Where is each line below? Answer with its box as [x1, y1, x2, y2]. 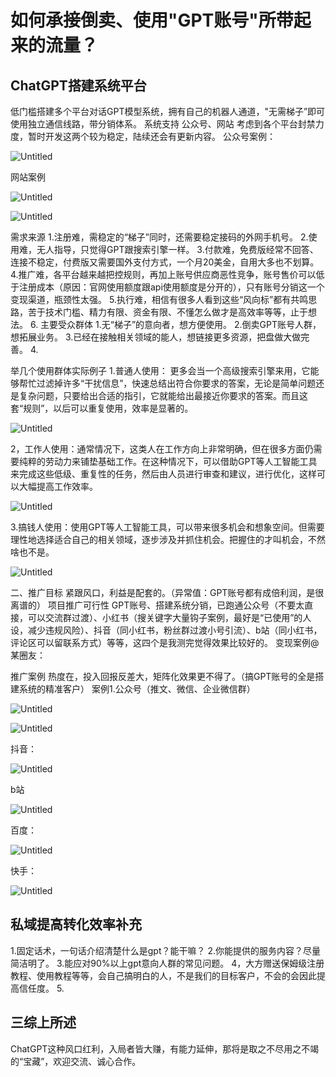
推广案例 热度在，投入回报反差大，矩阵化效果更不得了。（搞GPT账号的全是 [10, 671, 316, 682]
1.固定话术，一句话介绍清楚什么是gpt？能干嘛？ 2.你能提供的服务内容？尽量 [10, 944, 321, 956]
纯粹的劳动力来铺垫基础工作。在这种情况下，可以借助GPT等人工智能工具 [18, 456, 318, 467]
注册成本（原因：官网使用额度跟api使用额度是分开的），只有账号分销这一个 [18, 281, 325, 293]
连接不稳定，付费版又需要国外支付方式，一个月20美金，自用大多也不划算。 [10, 256, 320, 268]
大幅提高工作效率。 [18, 481, 98, 492]
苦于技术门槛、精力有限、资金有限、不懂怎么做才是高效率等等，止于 [27, 306, 308, 318]
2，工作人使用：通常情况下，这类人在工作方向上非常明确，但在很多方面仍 [10, 443, 314, 455]
